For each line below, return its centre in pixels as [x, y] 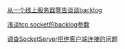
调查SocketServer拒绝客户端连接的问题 [62, 39]
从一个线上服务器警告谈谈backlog [55, 10]
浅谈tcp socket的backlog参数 [48, 24]
